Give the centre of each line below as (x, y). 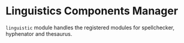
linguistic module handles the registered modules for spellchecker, (90, 27)
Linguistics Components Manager (92, 11)
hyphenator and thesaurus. (39, 33)
